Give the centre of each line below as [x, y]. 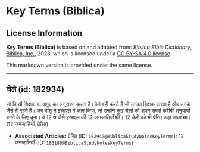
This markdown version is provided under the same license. [79, 65]
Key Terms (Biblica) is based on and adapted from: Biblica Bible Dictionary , [99, 47]
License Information [44, 33]
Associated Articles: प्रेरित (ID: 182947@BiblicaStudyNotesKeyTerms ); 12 [99, 136]
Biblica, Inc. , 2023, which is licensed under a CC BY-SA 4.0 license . [89, 54]
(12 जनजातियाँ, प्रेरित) [27, 124]
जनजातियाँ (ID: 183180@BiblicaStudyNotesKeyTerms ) [74, 142]
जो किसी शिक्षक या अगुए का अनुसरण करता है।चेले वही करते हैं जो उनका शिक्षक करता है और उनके [98, 104]
